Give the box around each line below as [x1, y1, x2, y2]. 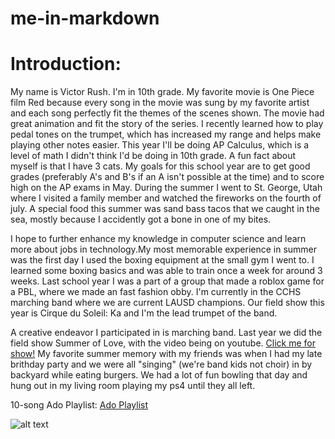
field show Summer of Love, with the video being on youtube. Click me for [10, 337, 316, 349]
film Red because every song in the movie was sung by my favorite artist [10, 97, 310, 109]
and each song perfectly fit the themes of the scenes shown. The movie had [10, 107, 325, 119]
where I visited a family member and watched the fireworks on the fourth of [10, 192, 322, 204]
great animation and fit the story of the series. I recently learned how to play [10, 118, 324, 130]
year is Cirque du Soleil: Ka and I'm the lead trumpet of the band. [10, 307, 278, 319]
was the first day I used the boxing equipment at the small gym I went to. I [10, 254, 315, 266]
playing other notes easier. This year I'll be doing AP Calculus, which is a [10, 139, 310, 151]
